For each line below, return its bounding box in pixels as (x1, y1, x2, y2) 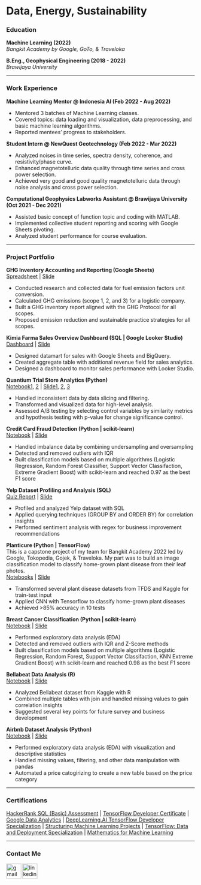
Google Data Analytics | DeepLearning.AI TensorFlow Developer (6, 816, 165, 823)
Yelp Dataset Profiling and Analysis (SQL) (6, 487, 112, 494)
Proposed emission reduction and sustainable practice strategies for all (14, 316, 191, 324)
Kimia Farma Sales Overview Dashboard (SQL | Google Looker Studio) (6, 334, 184, 342)
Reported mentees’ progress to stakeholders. (14, 128, 127, 135)
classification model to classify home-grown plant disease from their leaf (6, 561, 187, 568)
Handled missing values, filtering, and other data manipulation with (14, 757, 180, 764)
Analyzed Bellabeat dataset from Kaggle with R (14, 689, 131, 696)
